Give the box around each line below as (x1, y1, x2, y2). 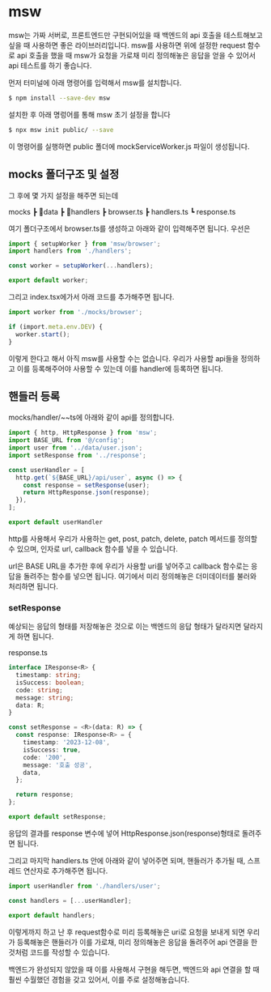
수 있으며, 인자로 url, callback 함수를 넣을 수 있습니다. (8, 543, 178, 553)
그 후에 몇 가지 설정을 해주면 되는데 (8, 190, 119, 200)
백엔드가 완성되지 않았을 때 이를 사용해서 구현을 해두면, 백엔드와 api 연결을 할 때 (8, 964, 260, 974)
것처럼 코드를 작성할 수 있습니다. (8, 947, 111, 957)
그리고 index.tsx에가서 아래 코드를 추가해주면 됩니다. (8, 292, 175, 301)
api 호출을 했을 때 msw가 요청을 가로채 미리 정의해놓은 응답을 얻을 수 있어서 (16, 50, 256, 60)
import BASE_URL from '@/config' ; (8, 436, 125, 445)
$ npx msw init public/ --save (8, 126, 114, 134)
